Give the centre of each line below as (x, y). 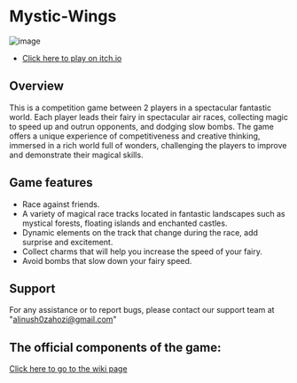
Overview (37, 86)
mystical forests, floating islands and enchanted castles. (125, 223)
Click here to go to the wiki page (68, 369)
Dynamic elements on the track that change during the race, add (140, 232)
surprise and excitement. (67, 242)
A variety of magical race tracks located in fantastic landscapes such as (153, 213)
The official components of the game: (115, 347)
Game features (51, 183)
